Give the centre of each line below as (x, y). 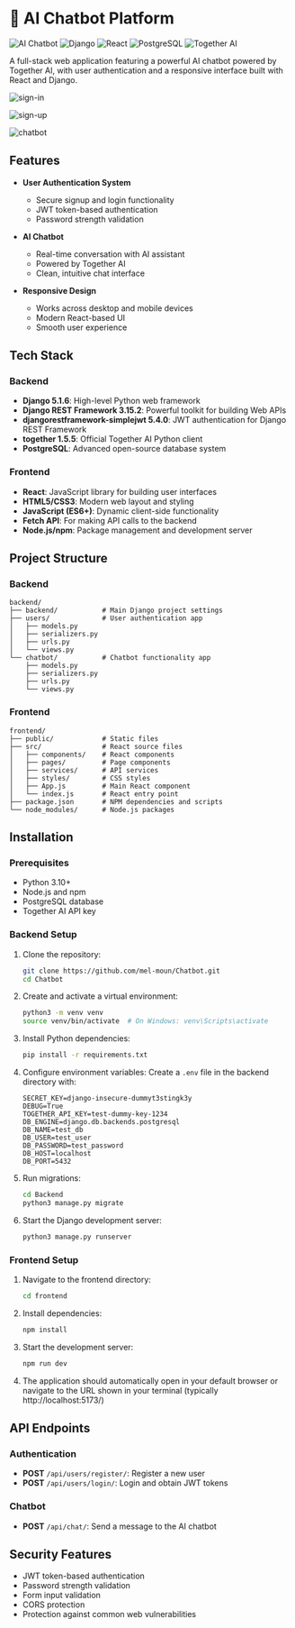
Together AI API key (59, 911)
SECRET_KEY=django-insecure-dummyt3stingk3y (107, 1099)
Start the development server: (78, 1347)
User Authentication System (76, 182)
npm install (45, 1330)
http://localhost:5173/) (63, 1400)
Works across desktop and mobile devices (114, 308)
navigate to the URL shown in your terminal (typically (120, 1390)
